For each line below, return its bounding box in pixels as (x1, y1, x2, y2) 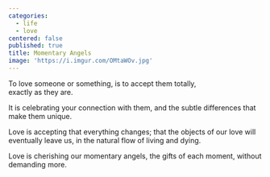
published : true (8, 42, 63, 50)
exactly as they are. (8, 87, 74, 97)
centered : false (8, 34, 63, 43)
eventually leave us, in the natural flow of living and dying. (8, 135, 201, 145)
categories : (8, 11, 48, 20)
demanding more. (8, 159, 67, 169)
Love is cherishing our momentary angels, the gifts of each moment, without (8, 150, 262, 161)
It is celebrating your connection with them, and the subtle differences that (8, 102, 256, 113)
